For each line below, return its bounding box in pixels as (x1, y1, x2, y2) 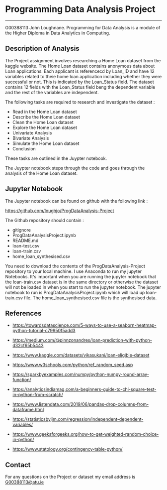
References (5, 309, 42, 317)
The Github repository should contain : (5, 217, 84, 223)
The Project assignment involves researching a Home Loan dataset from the (5, 57, 161, 63)
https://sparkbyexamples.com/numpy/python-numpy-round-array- (12, 371, 149, 377)
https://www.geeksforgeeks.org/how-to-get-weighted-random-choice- (12, 431, 159, 437)
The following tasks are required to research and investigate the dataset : (5, 99, 155, 105)
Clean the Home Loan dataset (12, 119, 74, 125)
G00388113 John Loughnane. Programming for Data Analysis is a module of (5, 24, 161, 30)
